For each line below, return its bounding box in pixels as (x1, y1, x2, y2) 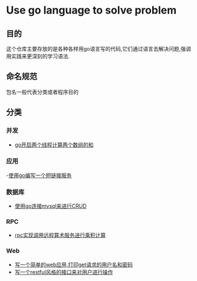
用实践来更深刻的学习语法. (6, 53, 70, 60)
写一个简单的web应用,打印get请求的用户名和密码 (14, 261, 133, 268)
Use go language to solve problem (6, 4, 177, 17)
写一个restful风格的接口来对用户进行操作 (14, 268, 113, 275)
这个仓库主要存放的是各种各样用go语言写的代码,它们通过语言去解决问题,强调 (6, 45, 192, 52)
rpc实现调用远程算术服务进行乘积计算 (14, 231, 106, 239)
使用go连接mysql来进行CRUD (14, 202, 87, 210)
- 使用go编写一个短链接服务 (6, 172, 72, 179)
